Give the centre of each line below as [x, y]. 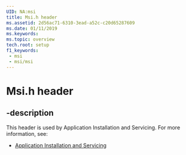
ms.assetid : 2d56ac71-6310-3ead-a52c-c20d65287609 [71, 23]
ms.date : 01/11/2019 [32, 28]
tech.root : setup [28, 45]
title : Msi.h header [32, 17]
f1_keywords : [22, 51]
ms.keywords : [22, 34]
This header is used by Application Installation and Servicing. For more [93, 127]
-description [30, 113]
